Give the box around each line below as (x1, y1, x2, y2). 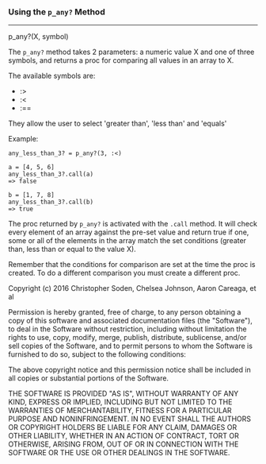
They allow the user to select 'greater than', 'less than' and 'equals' (8, 118, 227, 129)
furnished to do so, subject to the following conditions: (8, 350, 186, 359)
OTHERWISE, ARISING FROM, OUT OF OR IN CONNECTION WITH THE (8, 439, 239, 449)
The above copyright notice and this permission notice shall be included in (8, 365, 251, 375)
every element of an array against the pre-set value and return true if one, (8, 227, 249, 237)
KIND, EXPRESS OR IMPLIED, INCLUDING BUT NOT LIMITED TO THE (8, 397, 233, 407)
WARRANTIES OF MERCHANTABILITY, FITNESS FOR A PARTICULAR (8, 406, 232, 416)
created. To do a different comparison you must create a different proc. (8, 269, 241, 278)
